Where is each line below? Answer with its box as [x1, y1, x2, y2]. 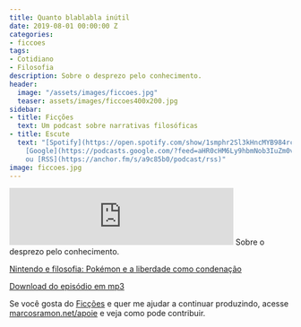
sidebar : [9, 105, 42, 114]
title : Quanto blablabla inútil [9, 13, 130, 22]
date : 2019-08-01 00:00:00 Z [9, 22, 118, 30]
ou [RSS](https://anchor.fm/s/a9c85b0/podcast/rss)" [25, 154, 227, 164]
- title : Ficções [9, 113, 74, 122]
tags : [9, 47, 30, 56]
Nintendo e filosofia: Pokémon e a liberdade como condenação [9, 263, 242, 274]
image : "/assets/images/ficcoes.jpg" [17, 88, 159, 97]
